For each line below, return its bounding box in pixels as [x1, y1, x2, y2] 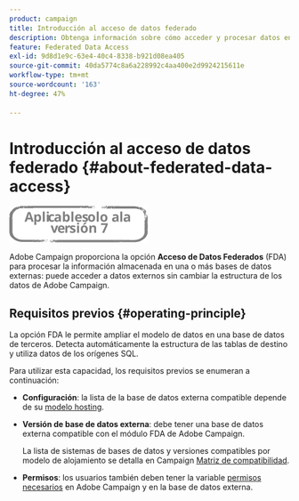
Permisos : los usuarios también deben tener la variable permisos [21, 473, 262, 483]
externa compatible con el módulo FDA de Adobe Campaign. [21, 428, 245, 440]
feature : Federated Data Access [9, 43, 129, 52]
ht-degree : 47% [9, 89, 66, 98]
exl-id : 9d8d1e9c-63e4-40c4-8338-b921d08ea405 [9, 52, 185, 61]
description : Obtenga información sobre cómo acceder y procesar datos [9, 33, 280, 42]
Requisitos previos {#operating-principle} [9, 305, 246, 320]
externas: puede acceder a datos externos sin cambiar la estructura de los [9, 271, 283, 281]
